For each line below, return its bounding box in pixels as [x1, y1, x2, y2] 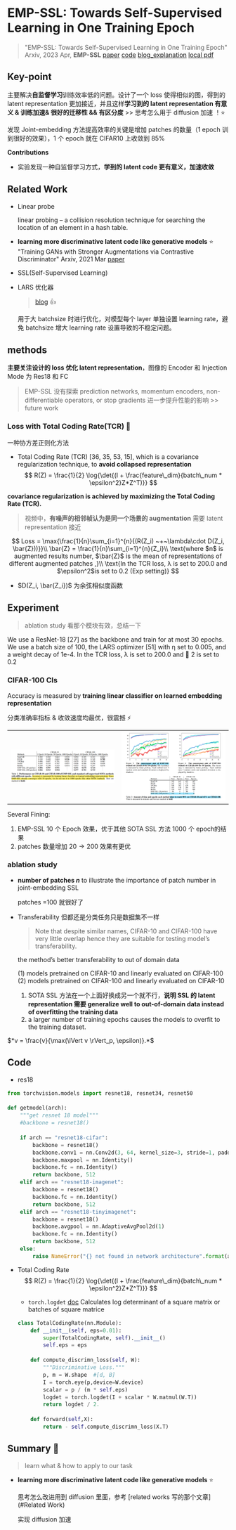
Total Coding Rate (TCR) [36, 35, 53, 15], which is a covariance [17, 452, 199, 461]
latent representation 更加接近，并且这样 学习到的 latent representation [7, 99, 214, 108]
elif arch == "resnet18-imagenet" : [20, 1179, 124, 1186]
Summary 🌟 [7, 1443, 60, 1455]
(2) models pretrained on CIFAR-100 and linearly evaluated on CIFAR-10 [17, 976, 225, 985]
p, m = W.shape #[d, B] [43, 1371, 116, 1378]
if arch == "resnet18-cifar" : [20, 1134, 109, 1141]
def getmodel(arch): [7, 1105, 68, 1112]
